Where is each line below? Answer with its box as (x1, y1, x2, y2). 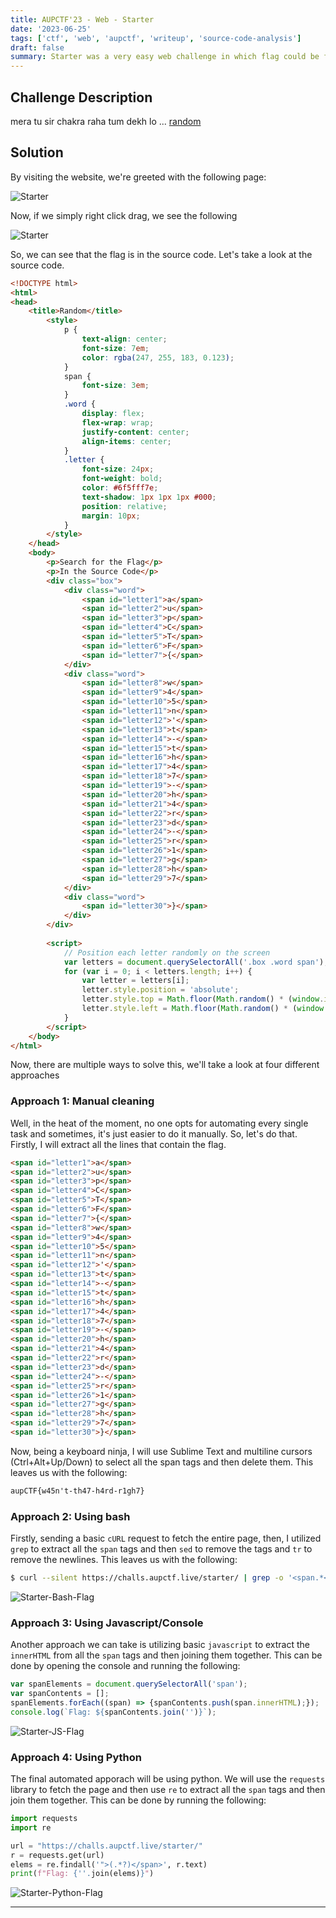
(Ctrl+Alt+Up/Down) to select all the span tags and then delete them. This (10, 1456, 314, 1468)
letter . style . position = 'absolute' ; (81, 985, 240, 995)
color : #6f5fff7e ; (81, 483, 159, 493)
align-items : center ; (81, 436, 172, 446)
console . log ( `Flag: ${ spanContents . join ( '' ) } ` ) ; (10, 1707, 217, 1717)
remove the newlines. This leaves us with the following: (10, 1554, 238, 1566)
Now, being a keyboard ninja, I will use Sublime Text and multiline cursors (10, 1445, 313, 1457)
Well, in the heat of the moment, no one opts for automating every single (10, 1117, 309, 1129)
